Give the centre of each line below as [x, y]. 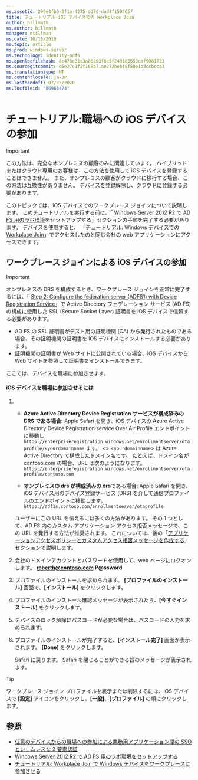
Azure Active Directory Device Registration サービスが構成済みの [104, 413]
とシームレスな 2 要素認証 [46, 749]
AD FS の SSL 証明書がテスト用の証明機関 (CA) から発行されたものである [103, 331]
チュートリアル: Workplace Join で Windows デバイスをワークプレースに [102, 763]
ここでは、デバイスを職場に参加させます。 [57, 373]
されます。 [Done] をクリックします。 [60, 647]
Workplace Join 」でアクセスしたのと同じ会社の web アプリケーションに [93, 234]
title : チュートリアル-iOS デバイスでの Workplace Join [70, 17]
